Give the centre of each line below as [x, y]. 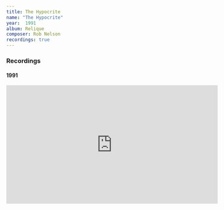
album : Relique [25, 29]
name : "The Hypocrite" [35, 17]
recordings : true [28, 40]
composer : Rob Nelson [34, 34]
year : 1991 [21, 23]
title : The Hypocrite [34, 12]
